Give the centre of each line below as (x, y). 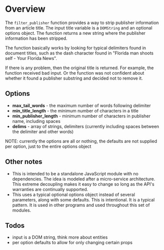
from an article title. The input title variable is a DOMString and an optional (79, 28)
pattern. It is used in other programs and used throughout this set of (81, 205)
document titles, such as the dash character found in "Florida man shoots (79, 53)
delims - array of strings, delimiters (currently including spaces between (86, 126)
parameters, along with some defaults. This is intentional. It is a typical (83, 199)
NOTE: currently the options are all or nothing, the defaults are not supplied (81, 141)
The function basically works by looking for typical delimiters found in (76, 48)
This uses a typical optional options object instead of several (73, 194)
